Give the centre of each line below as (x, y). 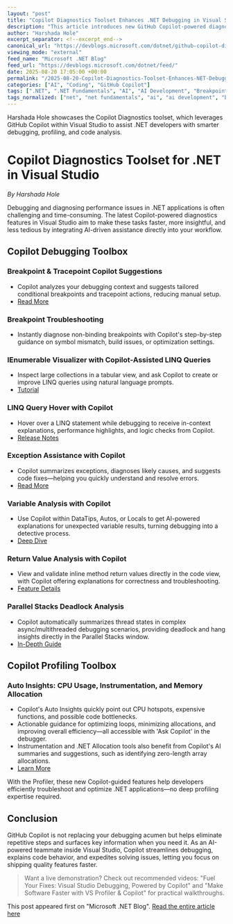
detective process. (44, 534)
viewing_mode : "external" (44, 53)
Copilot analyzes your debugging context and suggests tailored (108, 286)
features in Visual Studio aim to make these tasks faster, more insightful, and (116, 222)
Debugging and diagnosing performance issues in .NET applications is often (116, 207)
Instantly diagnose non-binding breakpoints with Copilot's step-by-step (119, 334)
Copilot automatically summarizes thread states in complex (102, 622)
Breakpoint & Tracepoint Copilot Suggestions (85, 272)
